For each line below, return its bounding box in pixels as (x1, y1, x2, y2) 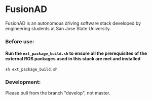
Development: (5, 78, 41, 85)
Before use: (5, 38, 34, 45)
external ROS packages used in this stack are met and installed (5, 56, 141, 62)
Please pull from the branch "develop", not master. (5, 90, 110, 96)
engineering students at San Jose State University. (5, 25, 111, 31)
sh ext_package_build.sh (5, 67, 58, 72)
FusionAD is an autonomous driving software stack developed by (5, 20, 141, 26)
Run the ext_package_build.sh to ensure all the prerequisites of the (5, 50, 147, 56)
